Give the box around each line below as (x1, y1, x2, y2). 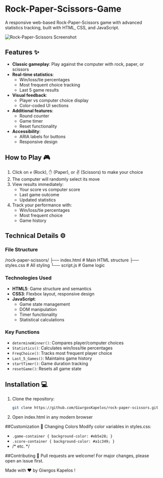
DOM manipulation (19, 306, 57, 312)
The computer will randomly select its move (12, 176, 100, 182)
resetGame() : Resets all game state (12, 366, 82, 371)
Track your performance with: (12, 202, 72, 208)
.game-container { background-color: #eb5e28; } (12, 434, 113, 439)
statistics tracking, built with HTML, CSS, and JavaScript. (5, 24, 120, 30)
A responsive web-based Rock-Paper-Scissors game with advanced (5, 19, 143, 25)
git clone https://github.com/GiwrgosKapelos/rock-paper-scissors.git (12, 405, 159, 410)
